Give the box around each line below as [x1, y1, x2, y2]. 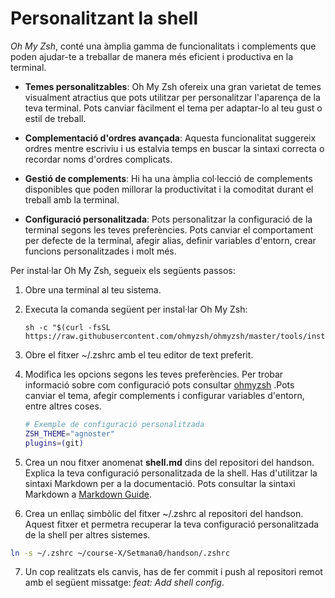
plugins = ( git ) [24, 438, 84, 448]
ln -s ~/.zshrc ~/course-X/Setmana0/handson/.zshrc [10, 548, 230, 558]
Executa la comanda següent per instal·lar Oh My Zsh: [24, 303, 248, 315]
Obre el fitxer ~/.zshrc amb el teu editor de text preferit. [24, 348, 254, 361]
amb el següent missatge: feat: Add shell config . [24, 577, 225, 589]
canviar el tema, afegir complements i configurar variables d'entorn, [24, 389, 305, 401]
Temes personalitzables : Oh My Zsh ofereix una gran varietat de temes [24, 80, 322, 92]
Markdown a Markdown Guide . [24, 488, 152, 500]
